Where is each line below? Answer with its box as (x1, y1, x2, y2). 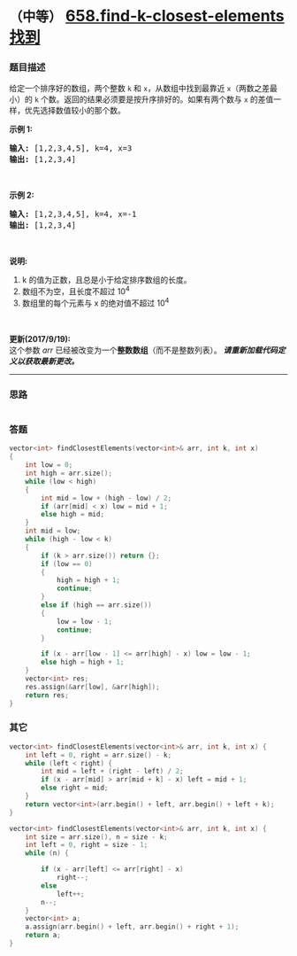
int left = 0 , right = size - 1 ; (25, 841, 148, 850)
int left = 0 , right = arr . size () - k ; (25, 750, 172, 759)
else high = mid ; (41, 510, 104, 519)
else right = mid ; (41, 783, 109, 793)
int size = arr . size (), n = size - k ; (25, 832, 168, 842)
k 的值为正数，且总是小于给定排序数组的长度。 (21, 275, 192, 285)
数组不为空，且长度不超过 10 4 (21, 284, 130, 297)
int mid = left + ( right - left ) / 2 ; (41, 767, 184, 776)
